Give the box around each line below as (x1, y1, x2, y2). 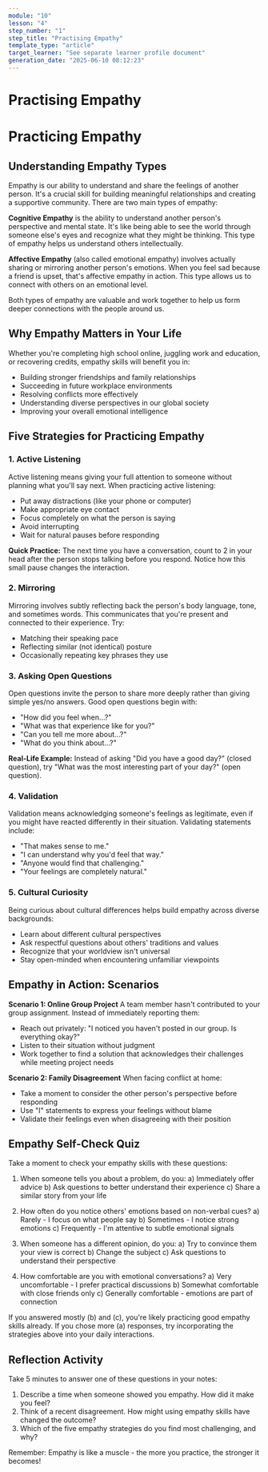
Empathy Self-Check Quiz (8, 1137, 141, 1151)
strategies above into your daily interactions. (8, 1329, 154, 1339)
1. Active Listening (8, 454, 82, 465)
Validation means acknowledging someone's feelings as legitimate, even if (8, 809, 254, 818)
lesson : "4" (8, 19, 48, 27)
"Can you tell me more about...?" (19, 730, 127, 740)
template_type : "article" (8, 42, 94, 50)
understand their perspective (19, 1256, 116, 1266)
